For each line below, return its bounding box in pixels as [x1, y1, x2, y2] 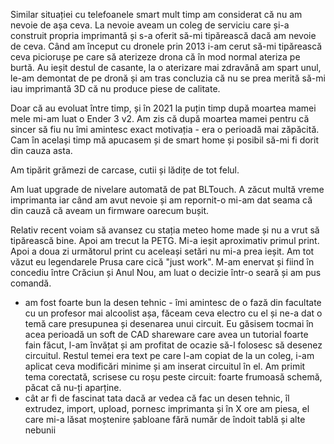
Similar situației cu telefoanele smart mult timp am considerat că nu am [10, 9, 303, 20]
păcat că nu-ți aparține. [24, 382, 122, 393]
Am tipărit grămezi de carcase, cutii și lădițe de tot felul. [10, 164, 240, 176]
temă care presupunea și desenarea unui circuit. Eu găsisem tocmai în [24, 318, 314, 329]
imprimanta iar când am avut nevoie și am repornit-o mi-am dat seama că [10, 194, 313, 206]
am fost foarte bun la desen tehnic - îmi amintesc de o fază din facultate [24, 297, 322, 308]
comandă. [10, 277, 52, 289]
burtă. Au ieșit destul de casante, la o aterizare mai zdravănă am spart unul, [10, 62, 322, 73]
